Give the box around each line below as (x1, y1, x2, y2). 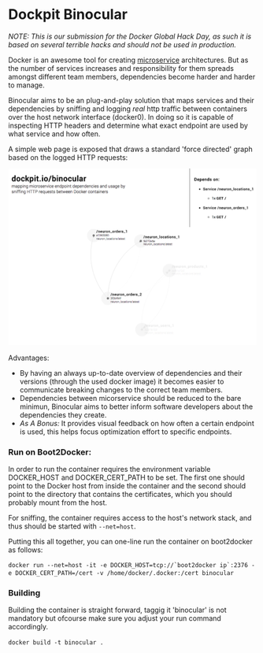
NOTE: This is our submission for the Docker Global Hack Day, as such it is (8, 32, 252, 41)
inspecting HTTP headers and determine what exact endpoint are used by (8, 121, 248, 130)
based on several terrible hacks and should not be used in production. (8, 39, 237, 49)
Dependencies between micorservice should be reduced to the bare (19, 393, 242, 403)
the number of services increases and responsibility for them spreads (8, 63, 235, 72)
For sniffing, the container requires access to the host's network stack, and (8, 514, 252, 523)
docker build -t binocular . (8, 639, 104, 647)
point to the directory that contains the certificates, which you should (8, 490, 232, 499)
